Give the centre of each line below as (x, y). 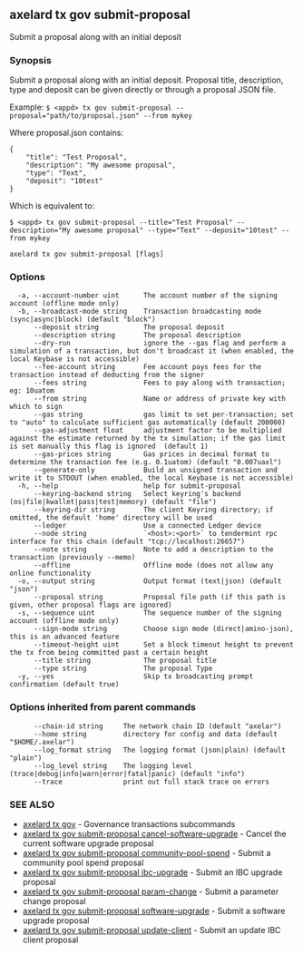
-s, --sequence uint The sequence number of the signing (150, 613)
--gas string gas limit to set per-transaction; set (164, 415)
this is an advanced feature (64, 637)
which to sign (36, 407)
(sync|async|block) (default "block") (83, 320)
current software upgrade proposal (88, 843)
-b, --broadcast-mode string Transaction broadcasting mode (139, 312)
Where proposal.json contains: (67, 133)
